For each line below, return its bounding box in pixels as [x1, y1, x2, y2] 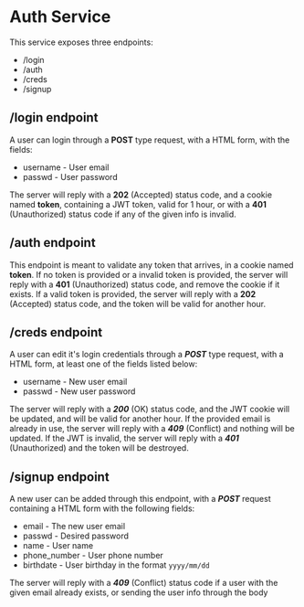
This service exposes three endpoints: [9, 37, 153, 48]
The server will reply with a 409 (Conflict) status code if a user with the [9, 578, 278, 589]
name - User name [22, 540, 94, 551]
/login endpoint [9, 110, 99, 125]
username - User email [22, 162, 110, 173]
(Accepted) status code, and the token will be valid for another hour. [9, 298, 267, 309]
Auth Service [9, 6, 111, 27]
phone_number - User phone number [22, 550, 164, 561]
